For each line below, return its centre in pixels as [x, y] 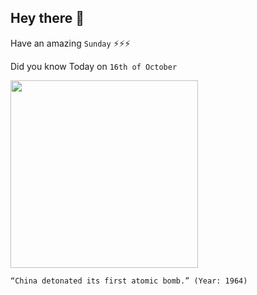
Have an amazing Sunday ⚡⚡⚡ [70, 43]
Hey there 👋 [47, 18]
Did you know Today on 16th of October [94, 66]
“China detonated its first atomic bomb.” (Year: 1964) [129, 281]
